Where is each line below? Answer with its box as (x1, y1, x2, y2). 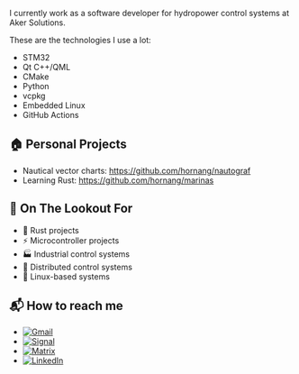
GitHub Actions (22, 110, 79, 120)
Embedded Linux (22, 100, 86, 111)
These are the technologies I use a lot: (9, 35, 151, 45)
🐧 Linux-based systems (22, 270, 111, 282)
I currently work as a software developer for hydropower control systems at (9, 8, 290, 18)
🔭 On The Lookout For (9, 201, 133, 216)
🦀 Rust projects (22, 224, 79, 235)
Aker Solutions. (9, 17, 66, 28)
